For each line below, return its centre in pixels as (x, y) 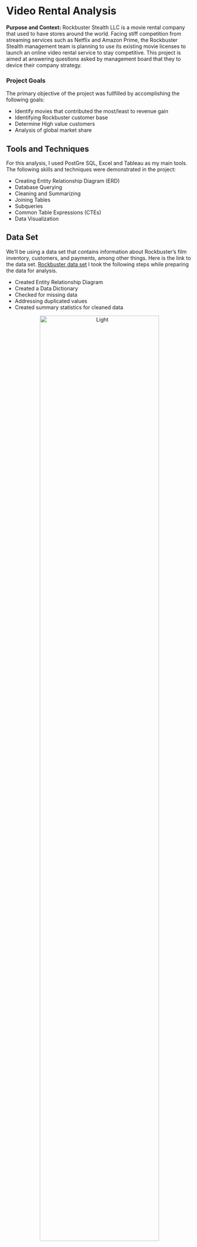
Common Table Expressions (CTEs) (58, 212)
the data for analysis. (32, 271)
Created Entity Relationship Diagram (59, 282)
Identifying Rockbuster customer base (61, 117)
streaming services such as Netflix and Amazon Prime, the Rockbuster (92, 40)
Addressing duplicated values (51, 301)
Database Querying (38, 187)
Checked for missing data (46, 294)
